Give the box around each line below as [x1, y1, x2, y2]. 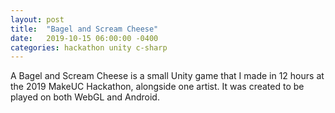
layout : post [10, 14, 65, 25]
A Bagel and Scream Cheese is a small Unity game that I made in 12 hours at [10, 70, 325, 82]
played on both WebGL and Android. [10, 91, 160, 103]
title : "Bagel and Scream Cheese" [10, 24, 159, 34]
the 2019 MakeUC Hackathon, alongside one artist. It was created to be [10, 81, 305, 93]
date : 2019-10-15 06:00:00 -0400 [10, 33, 159, 43]
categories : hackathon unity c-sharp [10, 42, 168, 53]
